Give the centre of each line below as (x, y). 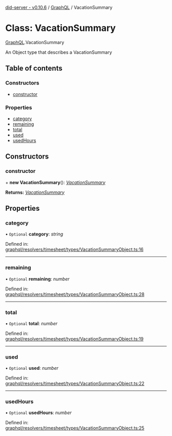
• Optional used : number (32, 368)
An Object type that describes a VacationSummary (59, 52)
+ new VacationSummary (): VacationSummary (56, 182)
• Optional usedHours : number (38, 413)
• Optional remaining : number (38, 279)
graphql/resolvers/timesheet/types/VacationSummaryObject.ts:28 (75, 294)
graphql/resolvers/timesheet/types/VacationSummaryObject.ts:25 (75, 428)
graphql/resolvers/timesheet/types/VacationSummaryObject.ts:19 (74, 339)
